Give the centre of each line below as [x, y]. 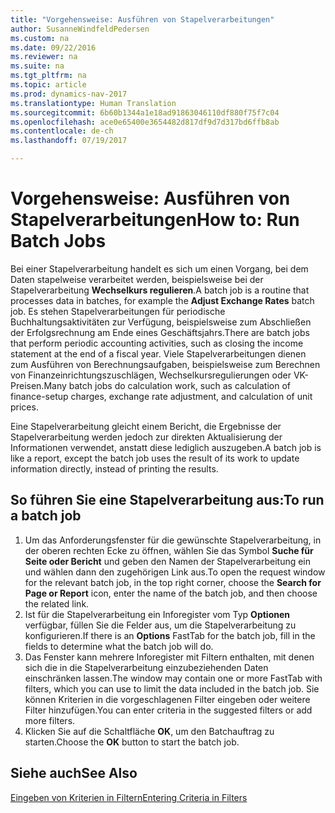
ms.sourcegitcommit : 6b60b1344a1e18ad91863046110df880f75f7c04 [145, 112]
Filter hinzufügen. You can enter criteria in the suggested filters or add [168, 710]
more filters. [50, 720]
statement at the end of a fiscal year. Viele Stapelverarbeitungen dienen [158, 353]
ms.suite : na [37, 66]
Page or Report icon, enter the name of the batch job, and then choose [171, 593]
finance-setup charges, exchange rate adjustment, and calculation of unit [161, 396]
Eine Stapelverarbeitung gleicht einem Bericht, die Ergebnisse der [146, 426]
